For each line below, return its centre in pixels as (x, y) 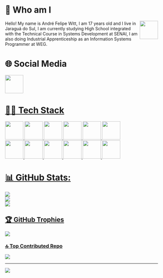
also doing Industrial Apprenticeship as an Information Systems (68, 39)
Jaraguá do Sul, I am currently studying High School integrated (68, 28)
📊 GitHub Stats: (38, 178)
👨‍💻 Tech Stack (35, 110)
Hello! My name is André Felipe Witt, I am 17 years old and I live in (71, 23)
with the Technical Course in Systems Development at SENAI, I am (71, 34)
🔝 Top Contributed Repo (34, 246)
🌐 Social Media (36, 64)
